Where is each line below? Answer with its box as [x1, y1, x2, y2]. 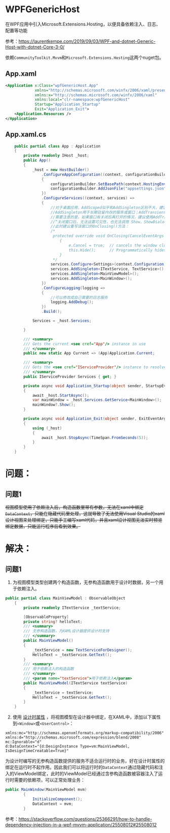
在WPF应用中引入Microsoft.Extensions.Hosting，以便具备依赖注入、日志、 [5, 21, 161, 27]
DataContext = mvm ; [32, 801, 73, 807]
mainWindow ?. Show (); [32, 402, 76, 407]
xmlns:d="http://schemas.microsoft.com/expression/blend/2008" [5, 735, 142, 740]
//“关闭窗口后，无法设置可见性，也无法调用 [50, 219, 129, 224]
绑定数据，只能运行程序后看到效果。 [5, 523, 81, 529]
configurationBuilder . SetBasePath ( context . [50, 182, 144, 187]
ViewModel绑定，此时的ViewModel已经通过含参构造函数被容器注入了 [14, 770, 158, 777]
